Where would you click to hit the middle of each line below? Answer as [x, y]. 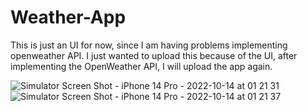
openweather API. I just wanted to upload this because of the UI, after [154, 55]
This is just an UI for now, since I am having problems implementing [149, 45]
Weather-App [68, 17]
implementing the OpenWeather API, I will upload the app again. [141, 66]
